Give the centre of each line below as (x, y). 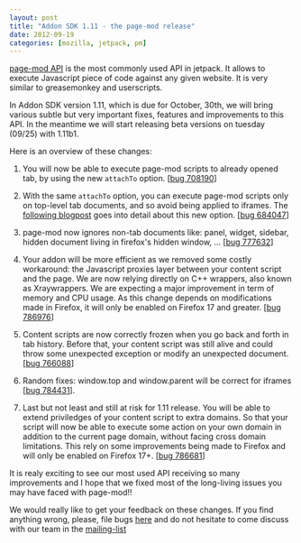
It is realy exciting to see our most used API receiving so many (125, 474)
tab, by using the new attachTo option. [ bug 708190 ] (120, 179)
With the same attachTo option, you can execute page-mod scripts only (155, 196)
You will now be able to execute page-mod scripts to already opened (150, 169)
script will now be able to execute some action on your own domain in (152, 427)
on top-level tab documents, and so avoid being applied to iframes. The (155, 206)
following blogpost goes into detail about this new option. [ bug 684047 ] (156, 215)
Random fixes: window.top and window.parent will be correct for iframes (157, 381)
